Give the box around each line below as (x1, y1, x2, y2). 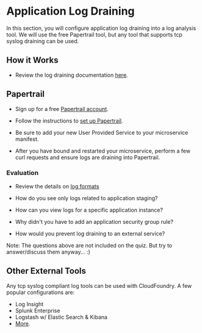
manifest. (15, 135, 39, 143)
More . (15, 320, 31, 327)
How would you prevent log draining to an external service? (15, 230, 165, 237)
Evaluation (6, 169, 38, 177)
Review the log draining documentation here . (15, 71, 128, 79)
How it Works (6, 55, 59, 65)
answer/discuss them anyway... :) (6, 248, 90, 256)
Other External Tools (6, 266, 87, 276)
